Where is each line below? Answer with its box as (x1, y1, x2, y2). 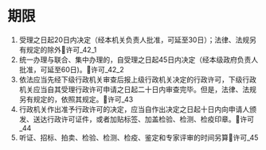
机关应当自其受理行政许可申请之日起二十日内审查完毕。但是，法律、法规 (18, 84, 256, 94)
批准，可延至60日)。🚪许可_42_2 (18, 64, 124, 74)
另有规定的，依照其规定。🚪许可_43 (18, 94, 134, 104)
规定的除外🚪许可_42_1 (25, 44, 97, 54)
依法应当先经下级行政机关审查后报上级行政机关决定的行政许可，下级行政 (18, 75, 256, 84)
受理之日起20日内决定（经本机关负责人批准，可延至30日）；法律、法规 (18, 35, 250, 44)
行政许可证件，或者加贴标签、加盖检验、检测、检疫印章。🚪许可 (46, 114, 254, 124)
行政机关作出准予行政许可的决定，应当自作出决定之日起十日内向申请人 (18, 104, 250, 113)
